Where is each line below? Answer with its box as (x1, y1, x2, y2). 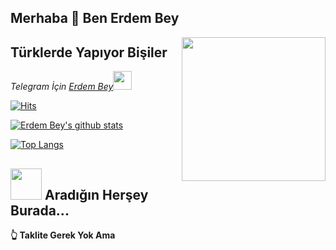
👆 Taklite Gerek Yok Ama (10, 229, 116, 241)
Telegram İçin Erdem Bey (10, 81, 114, 93)
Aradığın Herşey (44, 186, 149, 203)
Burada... (10, 202, 70, 219)
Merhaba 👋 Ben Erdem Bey (10, 10, 180, 27)
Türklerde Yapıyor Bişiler (10, 44, 168, 61)
